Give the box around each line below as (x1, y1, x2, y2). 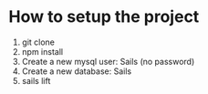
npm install (21, 46, 64, 57)
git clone (21, 37, 56, 47)
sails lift (21, 75, 51, 86)
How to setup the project (8, 6, 200, 27)
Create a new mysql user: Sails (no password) (21, 56, 195, 67)
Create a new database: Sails (21, 66, 132, 77)
